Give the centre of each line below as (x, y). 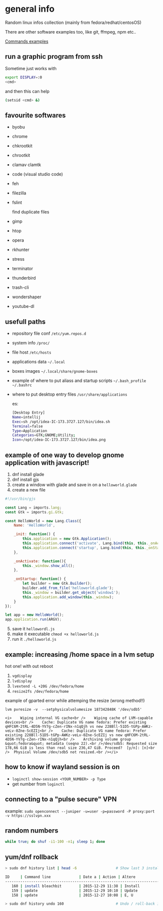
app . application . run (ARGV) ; (33, 620)
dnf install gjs (25, 479)
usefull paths (25, 322)
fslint (17, 203)
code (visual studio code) (37, 174)
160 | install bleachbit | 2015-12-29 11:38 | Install (75, 886)
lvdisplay (22, 681)
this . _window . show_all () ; (49, 566)
